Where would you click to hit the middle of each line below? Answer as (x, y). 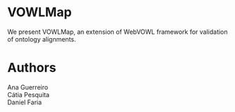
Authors (32, 68)
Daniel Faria (25, 102)
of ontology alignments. (42, 39)
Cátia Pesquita (29, 94)
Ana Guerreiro (28, 87)
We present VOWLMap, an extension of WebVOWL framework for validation (117, 32)
